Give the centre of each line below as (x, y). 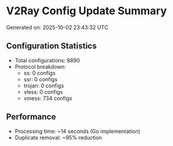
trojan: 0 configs (44, 85)
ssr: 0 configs (40, 79)
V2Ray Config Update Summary (86, 11)
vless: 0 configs (43, 92)
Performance (31, 117)
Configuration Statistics (51, 46)
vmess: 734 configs (48, 98)
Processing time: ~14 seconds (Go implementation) (78, 131)
